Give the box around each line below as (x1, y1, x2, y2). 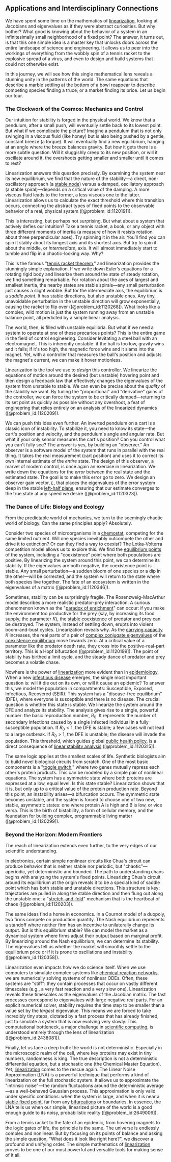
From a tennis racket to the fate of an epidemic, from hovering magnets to (5, 1120, 160, 1126)
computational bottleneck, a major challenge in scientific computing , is (5, 1024, 154, 1030)
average (147, 1082, 164, 1089)
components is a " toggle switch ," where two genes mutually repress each (5, 764, 160, 770)
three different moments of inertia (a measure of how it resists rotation (5, 229, 153, 235)
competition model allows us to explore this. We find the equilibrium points (5, 546, 162, 552)
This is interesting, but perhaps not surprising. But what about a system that (5, 218, 164, 224)
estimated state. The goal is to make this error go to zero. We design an (5, 474, 155, 481)
